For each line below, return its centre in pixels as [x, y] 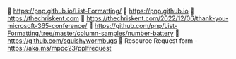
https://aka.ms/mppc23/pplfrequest [59, 48]
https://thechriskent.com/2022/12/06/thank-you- [158, 18]
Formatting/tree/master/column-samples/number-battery [91, 33]
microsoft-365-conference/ [47, 26]
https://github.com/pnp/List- [136, 26]
